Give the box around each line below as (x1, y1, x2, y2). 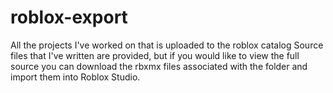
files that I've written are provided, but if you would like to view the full (10, 49, 300, 61)
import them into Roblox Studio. (10, 71, 141, 83)
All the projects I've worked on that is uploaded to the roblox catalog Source (10, 39, 324, 51)
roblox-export (10, 6, 128, 29)
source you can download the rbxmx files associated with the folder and (10, 60, 308, 72)
